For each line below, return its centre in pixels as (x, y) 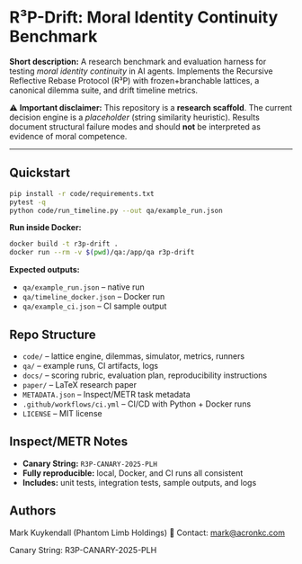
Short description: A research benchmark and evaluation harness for (138, 61)
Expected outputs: (45, 270)
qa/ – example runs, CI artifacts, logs (90, 365)
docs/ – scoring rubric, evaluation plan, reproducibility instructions (145, 375)
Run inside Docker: (46, 228)
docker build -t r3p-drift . (64, 244)
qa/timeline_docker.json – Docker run (93, 297)
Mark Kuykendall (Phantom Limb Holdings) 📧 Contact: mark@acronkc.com (147, 533)
